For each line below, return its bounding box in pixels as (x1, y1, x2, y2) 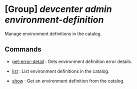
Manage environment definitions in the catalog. (4, 30, 102, 36)
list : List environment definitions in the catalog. (11, 68, 109, 74)
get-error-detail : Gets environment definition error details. (11, 58, 132, 64)
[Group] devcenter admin (4, 3, 112, 15)
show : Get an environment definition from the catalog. (11, 77, 124, 83)
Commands (4, 45, 42, 53)
